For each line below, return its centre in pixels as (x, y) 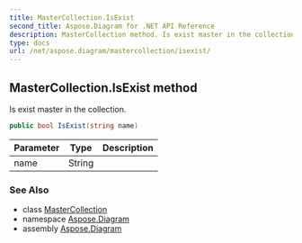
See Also (29, 190)
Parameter (37, 148)
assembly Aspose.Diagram (72, 229)
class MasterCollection (65, 210)
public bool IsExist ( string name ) (74, 126)
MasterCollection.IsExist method (103, 88)
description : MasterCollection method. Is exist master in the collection (152, 34)
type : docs (30, 43)
